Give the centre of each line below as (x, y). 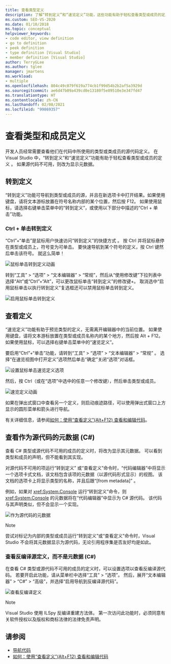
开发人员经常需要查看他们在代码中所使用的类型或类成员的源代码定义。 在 (82, 151)
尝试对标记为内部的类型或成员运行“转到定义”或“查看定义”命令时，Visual (80, 536)
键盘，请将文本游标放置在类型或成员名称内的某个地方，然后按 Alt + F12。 (86, 336)
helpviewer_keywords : (28, 34)
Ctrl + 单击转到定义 (29, 228)
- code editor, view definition (39, 39)
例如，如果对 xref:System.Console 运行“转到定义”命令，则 (66, 491)
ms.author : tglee (24, 67)
